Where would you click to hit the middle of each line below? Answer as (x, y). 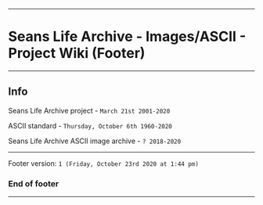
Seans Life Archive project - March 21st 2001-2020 (89, 110)
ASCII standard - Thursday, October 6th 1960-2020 (90, 125)
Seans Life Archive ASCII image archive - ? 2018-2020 (95, 141)
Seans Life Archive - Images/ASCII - (127, 37)
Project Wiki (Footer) (77, 54)
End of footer (34, 183)
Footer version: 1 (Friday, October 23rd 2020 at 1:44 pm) (104, 163)
